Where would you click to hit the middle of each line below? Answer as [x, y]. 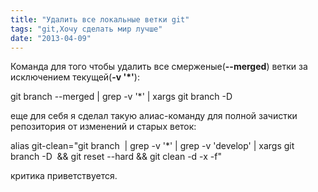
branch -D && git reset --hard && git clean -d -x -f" [116, 157]
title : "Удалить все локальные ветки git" [100, 19]
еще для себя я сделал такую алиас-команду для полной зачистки [154, 116]
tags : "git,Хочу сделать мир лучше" [86, 29]
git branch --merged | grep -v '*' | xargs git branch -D [121, 97]
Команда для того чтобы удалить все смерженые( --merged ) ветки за [159, 67]
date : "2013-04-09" [51, 38]
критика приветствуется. [64, 176]
